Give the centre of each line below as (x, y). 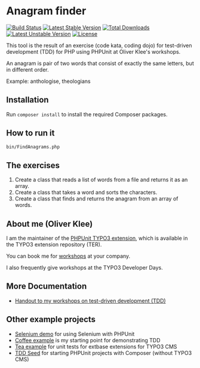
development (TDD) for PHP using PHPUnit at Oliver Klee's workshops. (93, 51)
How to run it (30, 133)
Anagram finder (46, 11)
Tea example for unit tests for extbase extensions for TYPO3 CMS (96, 347)
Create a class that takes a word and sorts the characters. (86, 193)
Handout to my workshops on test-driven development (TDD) (90, 301)
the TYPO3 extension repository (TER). (54, 245)
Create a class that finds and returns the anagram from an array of (96, 199)
